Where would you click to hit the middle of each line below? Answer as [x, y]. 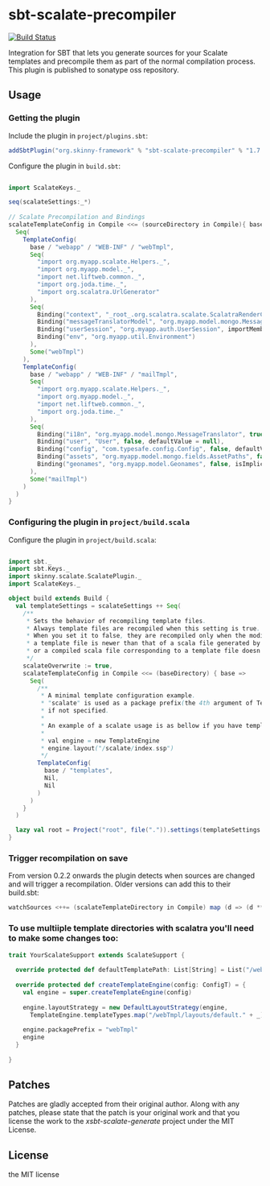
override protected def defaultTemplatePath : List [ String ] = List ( [131, 970]
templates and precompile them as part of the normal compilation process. [132, 61]
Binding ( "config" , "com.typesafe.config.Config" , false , [134, 449]
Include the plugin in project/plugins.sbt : [78, 135]
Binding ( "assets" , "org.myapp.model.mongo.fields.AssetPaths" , [145, 457]
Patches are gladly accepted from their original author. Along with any [124, 1104]
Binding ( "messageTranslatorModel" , [97, 322]
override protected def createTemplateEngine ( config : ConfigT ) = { [131, 985]
